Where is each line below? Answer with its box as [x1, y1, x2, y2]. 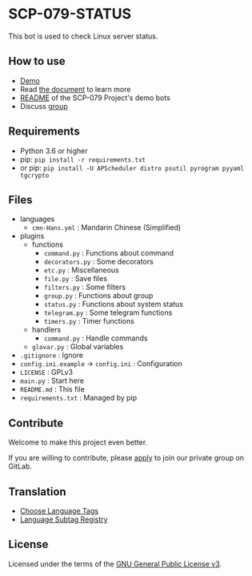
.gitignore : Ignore [19, 350, 84, 361]
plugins [19, 232, 45, 241]
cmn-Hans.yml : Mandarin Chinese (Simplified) [31, 223, 182, 232]
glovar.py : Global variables [31, 342, 124, 352]
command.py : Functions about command [43, 248, 174, 258]
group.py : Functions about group [43, 291, 154, 300]
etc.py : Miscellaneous [43, 265, 119, 275]
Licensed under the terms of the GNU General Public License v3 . [8, 558, 222, 569]
